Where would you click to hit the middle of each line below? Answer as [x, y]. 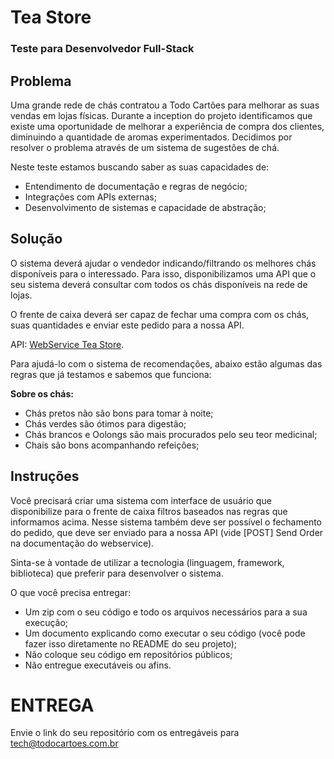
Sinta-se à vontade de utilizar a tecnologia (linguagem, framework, [147, 562]
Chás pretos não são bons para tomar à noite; [119, 413]
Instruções [45, 476]
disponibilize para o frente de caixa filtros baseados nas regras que [149, 511]
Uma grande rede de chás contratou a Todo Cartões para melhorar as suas [165, 105]
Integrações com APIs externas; [90, 197]
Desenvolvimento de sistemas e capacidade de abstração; [145, 207]
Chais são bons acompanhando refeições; [112, 445]
